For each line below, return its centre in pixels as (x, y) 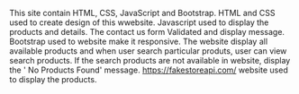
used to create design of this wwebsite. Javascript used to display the (139, 22)
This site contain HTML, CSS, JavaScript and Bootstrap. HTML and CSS (142, 13)
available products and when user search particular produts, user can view (148, 51)
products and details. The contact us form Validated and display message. (147, 32)
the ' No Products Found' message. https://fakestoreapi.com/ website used (149, 70)
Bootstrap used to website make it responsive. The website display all (139, 41)
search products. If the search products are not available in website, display (150, 60)
